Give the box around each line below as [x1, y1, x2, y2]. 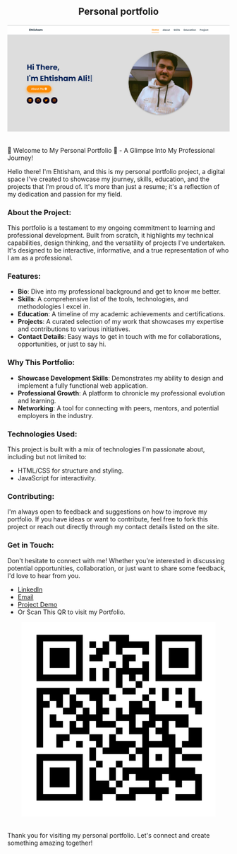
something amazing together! [7, 838, 93, 847]
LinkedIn [17, 585, 43, 594]
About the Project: [7, 207, 72, 217]
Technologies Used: [7, 429, 78, 439]
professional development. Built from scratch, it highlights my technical [7, 231, 214, 240]
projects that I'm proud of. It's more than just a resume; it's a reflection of [7, 182, 220, 190]
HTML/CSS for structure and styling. [17, 466, 124, 475]
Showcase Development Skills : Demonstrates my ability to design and [17, 374, 224, 382]
